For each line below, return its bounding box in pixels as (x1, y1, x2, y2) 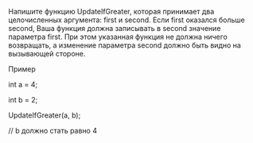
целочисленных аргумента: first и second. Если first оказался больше (8, 15, 245, 25)
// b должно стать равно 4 (8, 126, 98, 135)
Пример (8, 64, 36, 74)
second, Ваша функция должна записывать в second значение (8, 24, 221, 33)
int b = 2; (8, 95, 38, 104)
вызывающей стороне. (8, 49, 86, 58)
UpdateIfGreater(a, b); (8, 110, 81, 120)
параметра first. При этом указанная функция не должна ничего (8, 32, 228, 41)
